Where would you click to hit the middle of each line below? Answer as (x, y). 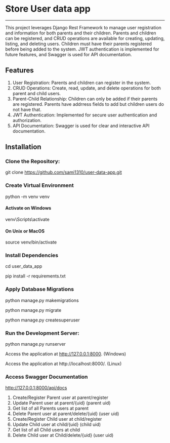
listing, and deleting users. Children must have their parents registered (78, 44)
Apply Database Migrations (40, 289)
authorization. (27, 120)
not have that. (27, 109)
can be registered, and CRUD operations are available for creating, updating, (85, 38)
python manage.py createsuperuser (42, 320)
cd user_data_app (24, 266)
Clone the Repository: (33, 162)
